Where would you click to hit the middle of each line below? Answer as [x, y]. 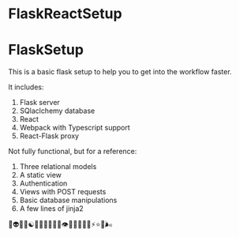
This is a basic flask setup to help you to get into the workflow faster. [120, 72]
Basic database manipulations [68, 200]
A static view [40, 175]
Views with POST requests [63, 192]
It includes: [26, 87]
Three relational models [58, 167]
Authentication [43, 183]
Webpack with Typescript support [75, 128]
